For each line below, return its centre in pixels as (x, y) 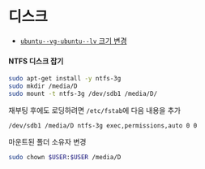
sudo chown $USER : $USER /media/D (65, 157)
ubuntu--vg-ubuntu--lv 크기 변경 (73, 41)
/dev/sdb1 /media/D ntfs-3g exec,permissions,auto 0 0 (103, 126)
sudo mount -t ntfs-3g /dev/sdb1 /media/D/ (83, 93)
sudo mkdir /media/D (43, 86)
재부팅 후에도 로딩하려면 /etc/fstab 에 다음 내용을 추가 (94, 110)
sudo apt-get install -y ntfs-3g (65, 79)
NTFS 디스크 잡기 (36, 61)
